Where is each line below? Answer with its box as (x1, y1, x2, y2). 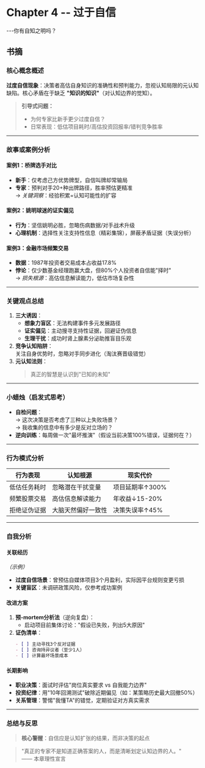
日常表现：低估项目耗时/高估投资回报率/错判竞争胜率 (30, 123, 163, 130)
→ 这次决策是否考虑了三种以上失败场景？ (15, 416, 119, 423)
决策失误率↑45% (113, 506, 163, 514)
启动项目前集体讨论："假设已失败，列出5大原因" (24, 621, 145, 629)
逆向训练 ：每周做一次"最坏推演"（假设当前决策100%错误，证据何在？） (15, 431, 195, 438)
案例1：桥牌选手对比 (6, 161, 57, 169)
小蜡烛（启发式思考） (6, 393, 69, 402)
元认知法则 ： (15, 358, 48, 365)
